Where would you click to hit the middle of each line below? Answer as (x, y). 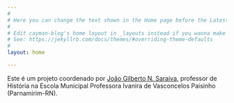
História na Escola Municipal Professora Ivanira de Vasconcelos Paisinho (111, 86)
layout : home (26, 53)
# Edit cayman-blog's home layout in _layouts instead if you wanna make (117, 33)
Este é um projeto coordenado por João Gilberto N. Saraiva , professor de (112, 78)
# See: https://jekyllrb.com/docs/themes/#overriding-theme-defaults (110, 40)
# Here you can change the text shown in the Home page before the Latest (118, 20)
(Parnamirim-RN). (32, 93)
